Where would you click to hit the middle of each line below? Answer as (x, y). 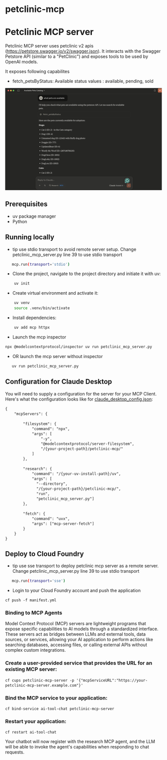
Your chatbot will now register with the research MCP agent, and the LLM (80, 742)
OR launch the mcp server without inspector (57, 356)
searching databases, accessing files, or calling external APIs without (76, 645)
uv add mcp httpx (32, 328)
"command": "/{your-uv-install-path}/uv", (76, 474)
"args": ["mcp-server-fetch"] (63, 524)
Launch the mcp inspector (39, 337)
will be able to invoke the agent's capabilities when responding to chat (77, 747)
